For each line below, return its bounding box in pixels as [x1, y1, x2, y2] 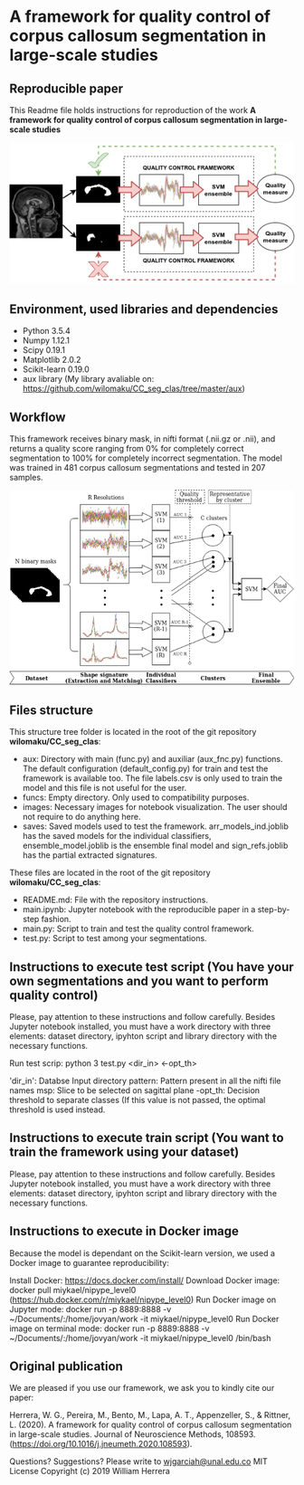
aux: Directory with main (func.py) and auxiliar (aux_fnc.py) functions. [22, 754, 283, 765]
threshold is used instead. [9, 1104, 106, 1115]
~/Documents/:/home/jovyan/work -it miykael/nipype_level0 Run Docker [9, 1313, 280, 1324]
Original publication [9, 1359, 124, 1374]
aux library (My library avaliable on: [22, 374, 155, 385]
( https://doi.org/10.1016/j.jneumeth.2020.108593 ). [9, 1439, 193, 1450]
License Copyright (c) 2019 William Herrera [9, 1466, 170, 1477]
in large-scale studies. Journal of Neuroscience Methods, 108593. [9, 1429, 256, 1440]
